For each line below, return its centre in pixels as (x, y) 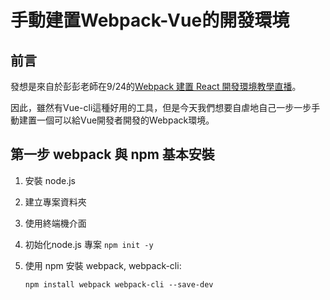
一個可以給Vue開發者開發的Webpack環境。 (125, 120)
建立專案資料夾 (55, 202)
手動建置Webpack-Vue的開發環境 (150, 20)
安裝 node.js (50, 180)
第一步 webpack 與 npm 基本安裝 (112, 154)
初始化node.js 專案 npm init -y (89, 244)
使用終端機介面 (55, 223)
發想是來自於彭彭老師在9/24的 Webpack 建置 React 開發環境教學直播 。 (156, 86)
